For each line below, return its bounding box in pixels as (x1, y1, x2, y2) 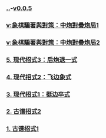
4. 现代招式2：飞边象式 (6, 73, 72, 81)
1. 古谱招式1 (6, 125, 39, 133)
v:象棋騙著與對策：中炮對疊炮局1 (6, 21, 99, 29)
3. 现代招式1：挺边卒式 (6, 90, 71, 98)
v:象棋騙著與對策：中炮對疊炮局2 (6, 38, 100, 47)
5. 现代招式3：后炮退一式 (6, 55, 78, 64)
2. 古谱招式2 (6, 107, 41, 116)
